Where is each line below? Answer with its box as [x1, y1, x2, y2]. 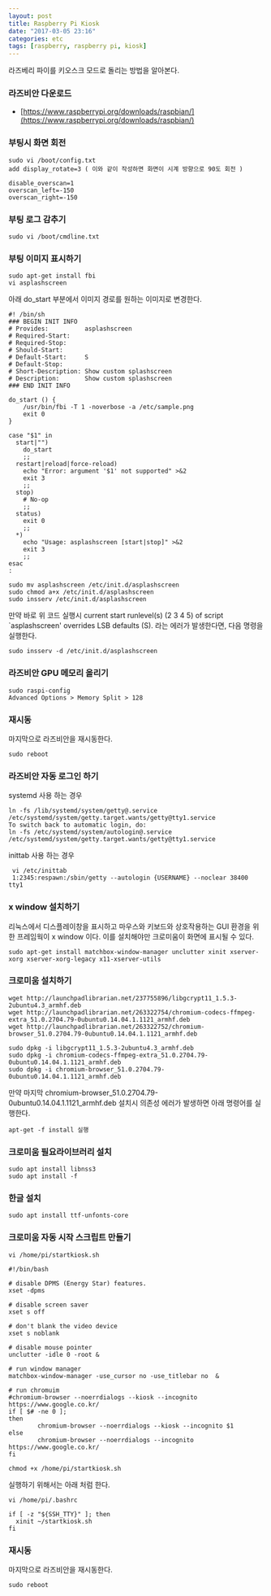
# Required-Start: [8, 332, 71, 340]
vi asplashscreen [8, 279, 67, 287]
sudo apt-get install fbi [8, 272, 96, 281]
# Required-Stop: [8, 339, 67, 347]
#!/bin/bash [8, 1265, 49, 1273]
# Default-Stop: [8, 360, 63, 368]
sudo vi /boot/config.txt [8, 156, 96, 164]
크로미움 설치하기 [8, 975, 72, 987]
